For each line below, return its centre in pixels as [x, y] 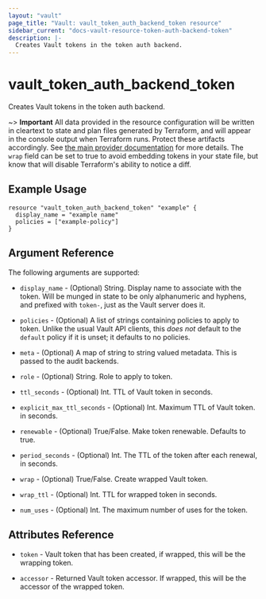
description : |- [35, 38]
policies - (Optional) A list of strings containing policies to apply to [129, 320]
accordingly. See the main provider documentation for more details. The [126, 147]
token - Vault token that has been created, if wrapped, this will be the [133, 554]
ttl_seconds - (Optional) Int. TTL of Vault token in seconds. [116, 392]
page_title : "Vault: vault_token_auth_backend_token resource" [115, 23]
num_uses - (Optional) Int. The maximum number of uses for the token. [134, 510]
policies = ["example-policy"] [67, 221]
